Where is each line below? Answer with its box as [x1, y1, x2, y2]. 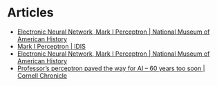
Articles [7, 5, 54, 21]
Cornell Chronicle [17, 71, 68, 80]
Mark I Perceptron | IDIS [17, 42, 86, 50]
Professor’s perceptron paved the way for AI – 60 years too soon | [17, 64, 205, 72]
